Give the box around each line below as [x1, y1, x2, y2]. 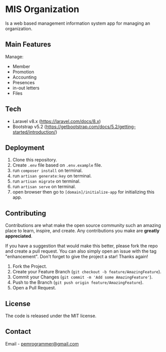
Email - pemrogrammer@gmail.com [5, 340, 79, 346]
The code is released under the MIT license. [5, 313, 97, 319]
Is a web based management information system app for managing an [5, 20, 150, 26]
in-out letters [12, 85, 40, 91]
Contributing [5, 209, 46, 217]
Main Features [5, 40, 51, 49]
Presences [12, 79, 35, 85]
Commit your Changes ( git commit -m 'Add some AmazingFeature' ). [12, 274, 153, 280]
